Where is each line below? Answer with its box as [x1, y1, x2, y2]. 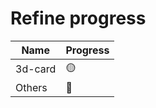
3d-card [15, 62, 57, 76]
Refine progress [10, 7, 147, 30]
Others [15, 80, 48, 94]
